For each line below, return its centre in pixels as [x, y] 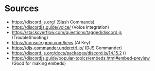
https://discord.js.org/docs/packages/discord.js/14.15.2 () [69, 53]
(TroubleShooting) [30, 37]
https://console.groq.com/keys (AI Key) [51, 42]
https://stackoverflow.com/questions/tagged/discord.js [67, 32]
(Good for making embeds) [39, 63]
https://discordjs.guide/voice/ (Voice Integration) [60, 27]
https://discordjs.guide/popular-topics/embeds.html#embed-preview [81, 58]
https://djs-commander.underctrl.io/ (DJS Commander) [67, 48]
